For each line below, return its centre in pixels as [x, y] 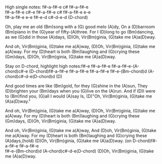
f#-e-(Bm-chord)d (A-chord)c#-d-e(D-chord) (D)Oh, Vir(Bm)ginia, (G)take [80, 151]
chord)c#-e [17, 71]
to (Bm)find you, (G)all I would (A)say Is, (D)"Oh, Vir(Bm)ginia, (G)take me [79, 96]
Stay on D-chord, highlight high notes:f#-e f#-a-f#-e [58, 66]
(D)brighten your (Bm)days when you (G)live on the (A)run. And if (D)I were [80, 91]
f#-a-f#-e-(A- [126, 66]
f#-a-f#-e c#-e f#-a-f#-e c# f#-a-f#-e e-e [48, 12]
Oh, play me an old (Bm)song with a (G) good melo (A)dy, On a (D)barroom [80, 27]
